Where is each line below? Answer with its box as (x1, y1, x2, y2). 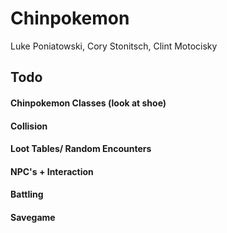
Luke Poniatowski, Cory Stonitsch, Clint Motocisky (10, 40, 218, 52)
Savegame (10, 211, 56, 223)
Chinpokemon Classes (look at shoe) (10, 97, 167, 109)
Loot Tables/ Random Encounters (10, 143, 152, 155)
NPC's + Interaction (10, 165, 94, 177)
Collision (10, 120, 48, 132)
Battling (10, 188, 44, 201)
